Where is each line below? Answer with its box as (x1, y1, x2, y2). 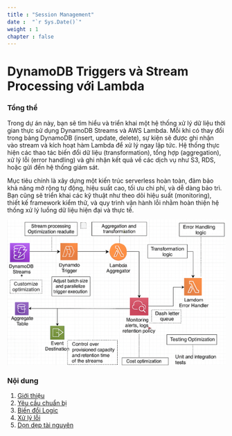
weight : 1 (7, 26, 39, 33)
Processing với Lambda (7, 78, 145, 94)
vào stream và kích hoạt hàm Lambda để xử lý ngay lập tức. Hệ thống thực (7, 140, 220, 149)
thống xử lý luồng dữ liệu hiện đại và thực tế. (7, 206, 134, 214)
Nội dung (7, 376, 39, 385)
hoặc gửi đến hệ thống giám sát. (7, 163, 100, 171)
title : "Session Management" (7, 11, 95, 18)
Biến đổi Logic (17, 406, 59, 415)
